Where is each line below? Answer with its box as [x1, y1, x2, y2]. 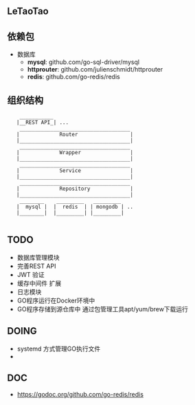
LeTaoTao [7, 6, 49, 17]
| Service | [16, 167, 134, 174]
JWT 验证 [16, 270, 45, 278]
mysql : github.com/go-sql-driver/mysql [27, 58, 139, 66]
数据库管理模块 [16, 253, 60, 261]
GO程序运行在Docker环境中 [16, 296, 95, 304]
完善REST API [16, 262, 56, 270]
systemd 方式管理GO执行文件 [16, 344, 101, 353]
